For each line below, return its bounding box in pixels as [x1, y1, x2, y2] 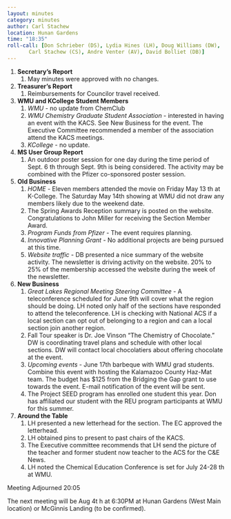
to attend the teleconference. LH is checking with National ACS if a [27, 309, 217, 317]
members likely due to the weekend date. [27, 199, 145, 207]
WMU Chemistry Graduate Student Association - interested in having [27, 111, 224, 119]
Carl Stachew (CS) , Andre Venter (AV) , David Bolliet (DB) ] [28, 49, 205, 56]
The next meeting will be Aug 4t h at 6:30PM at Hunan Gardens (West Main [7, 497, 221, 505]
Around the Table [17, 411, 68, 420]
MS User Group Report [17, 147, 83, 156]
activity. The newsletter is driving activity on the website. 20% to [27, 258, 212, 266]
